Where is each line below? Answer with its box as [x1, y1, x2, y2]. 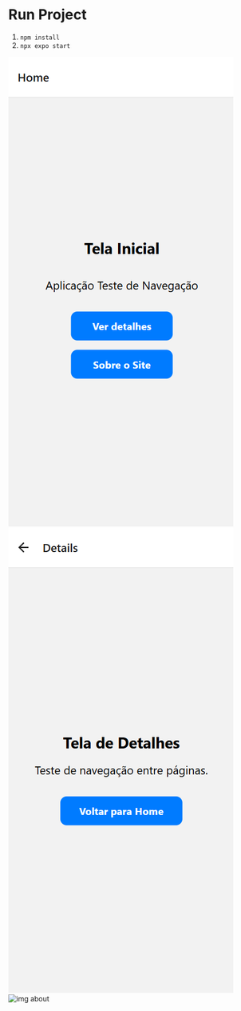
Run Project [8, 6, 87, 24]
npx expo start [19, 42, 71, 50]
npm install [19, 34, 60, 42]
